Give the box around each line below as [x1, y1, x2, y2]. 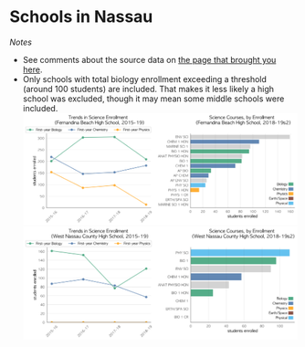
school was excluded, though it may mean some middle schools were [22, 93, 285, 104]
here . [22, 64, 43, 75]
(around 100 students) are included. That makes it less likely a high [22, 83, 275, 94]
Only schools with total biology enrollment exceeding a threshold [22, 73, 268, 84]
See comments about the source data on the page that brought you [22, 54, 277, 65]
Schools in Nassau [9, 6, 153, 27]
